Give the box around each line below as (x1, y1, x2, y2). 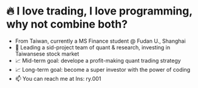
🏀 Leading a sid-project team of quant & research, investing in (15, 43, 171, 51)
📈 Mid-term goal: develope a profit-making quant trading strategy (15, 57, 181, 64)
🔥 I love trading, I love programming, (6, 4, 193, 18)
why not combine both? (6, 17, 128, 31)
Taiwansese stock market (15, 50, 80, 57)
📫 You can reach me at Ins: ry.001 (15, 75, 101, 82)
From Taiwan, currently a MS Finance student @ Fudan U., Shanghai (15, 37, 186, 45)
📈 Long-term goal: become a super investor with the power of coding (15, 66, 191, 73)
